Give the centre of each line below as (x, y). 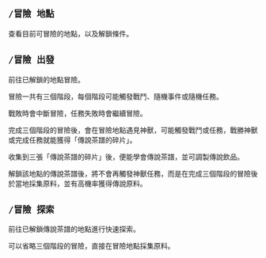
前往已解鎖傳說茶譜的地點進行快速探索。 (74, 230)
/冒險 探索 (31, 210)
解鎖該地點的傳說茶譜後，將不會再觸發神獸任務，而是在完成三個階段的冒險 (129, 173)
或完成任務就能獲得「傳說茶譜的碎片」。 (72, 140)
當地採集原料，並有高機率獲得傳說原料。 (81, 183)
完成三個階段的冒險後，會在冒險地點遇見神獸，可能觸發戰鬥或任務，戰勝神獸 (133, 130)
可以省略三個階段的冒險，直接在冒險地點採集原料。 (91, 246)
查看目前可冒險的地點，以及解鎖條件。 (70, 33)
